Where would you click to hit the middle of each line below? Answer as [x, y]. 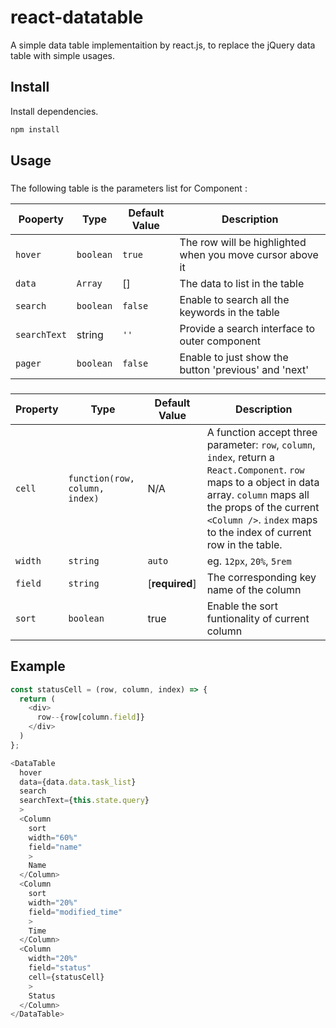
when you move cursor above [249, 254]
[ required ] [172, 583]
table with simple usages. [63, 55]
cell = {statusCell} [66, 977]
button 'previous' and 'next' [244, 369]
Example [38, 666]
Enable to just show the [234, 357]
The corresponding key [261, 577]
